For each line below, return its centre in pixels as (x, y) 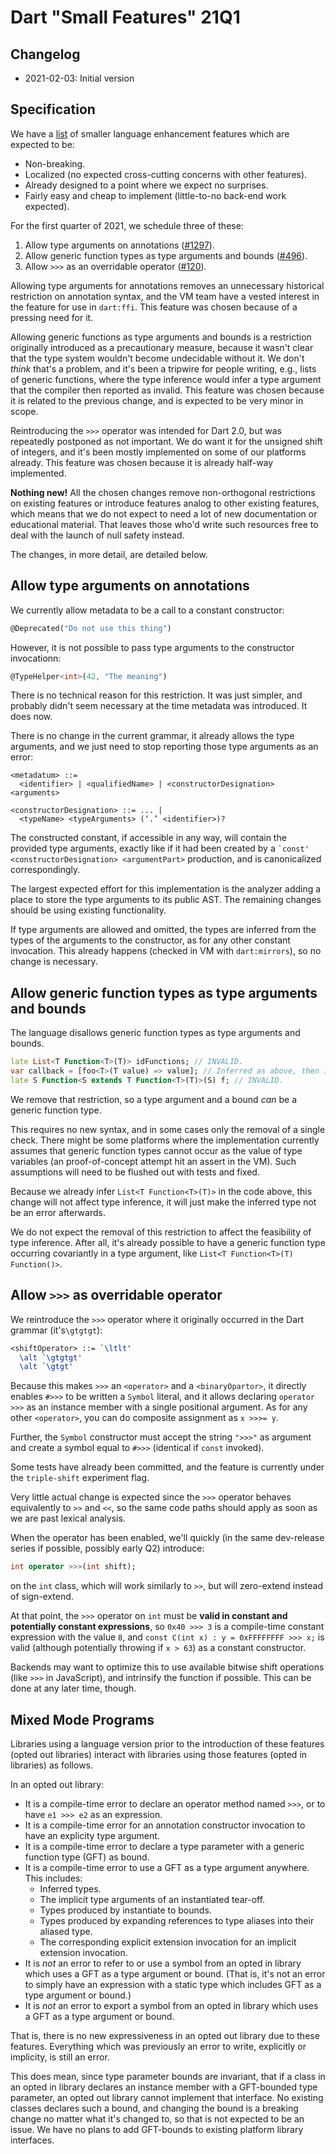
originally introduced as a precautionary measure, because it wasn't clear (162, 347)
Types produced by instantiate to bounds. (125, 1910)
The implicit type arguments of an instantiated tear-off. (152, 1899)
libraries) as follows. (52, 1765)
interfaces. (32, 2140)
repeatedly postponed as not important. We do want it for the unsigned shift (166, 441)
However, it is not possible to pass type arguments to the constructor (152, 647)
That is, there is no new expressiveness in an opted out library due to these (165, 2035)
